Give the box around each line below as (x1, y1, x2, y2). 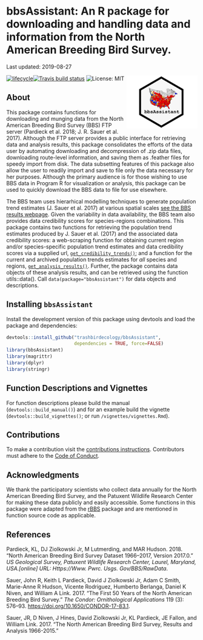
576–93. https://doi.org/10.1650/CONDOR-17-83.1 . (6, 602, 130, 610)
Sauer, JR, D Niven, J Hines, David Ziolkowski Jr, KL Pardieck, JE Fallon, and (6, 614, 197, 622)
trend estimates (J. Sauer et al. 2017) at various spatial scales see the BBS (6, 204, 191, 211)
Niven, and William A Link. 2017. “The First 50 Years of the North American (6, 590, 192, 597)
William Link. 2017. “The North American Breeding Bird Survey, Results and (6, 621, 193, 628)
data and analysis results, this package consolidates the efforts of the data (6, 141, 193, 148)
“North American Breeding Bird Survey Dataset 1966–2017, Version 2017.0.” (6, 552, 193, 559)
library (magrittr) (6, 353, 53, 359)
